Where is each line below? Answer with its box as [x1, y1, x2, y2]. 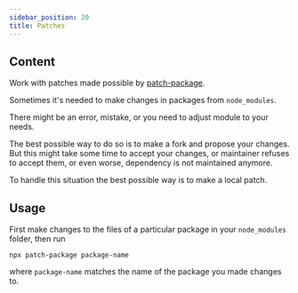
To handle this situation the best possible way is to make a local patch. [9, 175, 268, 186]
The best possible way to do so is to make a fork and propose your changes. [9, 139, 290, 149]
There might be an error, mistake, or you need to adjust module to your [9, 112, 269, 123]
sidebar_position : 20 [9, 12, 90, 22]
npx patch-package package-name [9, 250, 129, 260]
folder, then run [9, 234, 66, 244]
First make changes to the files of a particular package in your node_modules [9, 224, 286, 235]
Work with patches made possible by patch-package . [9, 77, 205, 89]
